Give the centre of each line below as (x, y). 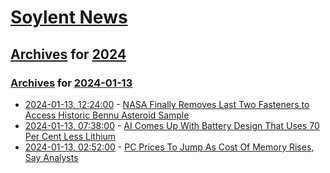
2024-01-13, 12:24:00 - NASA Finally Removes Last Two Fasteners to (167, 104)
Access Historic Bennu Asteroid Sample (107, 115)
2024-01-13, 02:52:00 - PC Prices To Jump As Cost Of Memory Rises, (169, 147)
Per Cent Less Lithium (70, 136)
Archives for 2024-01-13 (71, 83)
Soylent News (69, 17)
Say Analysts (51, 157)
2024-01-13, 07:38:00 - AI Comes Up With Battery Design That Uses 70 (172, 125)
